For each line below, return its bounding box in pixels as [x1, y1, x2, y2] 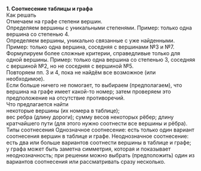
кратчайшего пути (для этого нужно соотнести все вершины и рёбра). [6, 120, 188, 127]
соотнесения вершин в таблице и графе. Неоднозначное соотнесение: [6, 133, 189, 140]
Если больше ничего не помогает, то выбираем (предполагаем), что [6, 82, 182, 89]
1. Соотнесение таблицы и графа [6, 5, 93, 12]
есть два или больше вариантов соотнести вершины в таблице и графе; [6, 139, 191, 146]
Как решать [6, 11, 37, 19]
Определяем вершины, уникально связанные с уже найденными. [6, 37, 175, 44]
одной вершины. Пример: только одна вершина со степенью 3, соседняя [6, 56, 196, 63]
